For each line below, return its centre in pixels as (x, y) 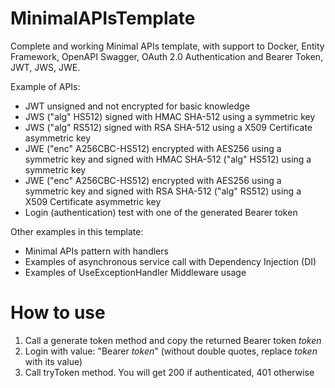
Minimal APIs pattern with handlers (96, 251)
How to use (58, 313)
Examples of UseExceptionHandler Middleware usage (135, 272)
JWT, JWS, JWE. (45, 67)
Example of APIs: (45, 86)
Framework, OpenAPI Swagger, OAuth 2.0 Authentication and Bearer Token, (167, 56)
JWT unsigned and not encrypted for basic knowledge (137, 106)
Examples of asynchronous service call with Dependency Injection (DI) (170, 261)
